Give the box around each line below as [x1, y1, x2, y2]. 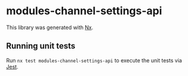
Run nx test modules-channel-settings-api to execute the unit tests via [6, 56, 183, 64]
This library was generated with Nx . [6, 24, 93, 31]
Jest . [6, 63, 19, 70]
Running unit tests [6, 41, 76, 51]
